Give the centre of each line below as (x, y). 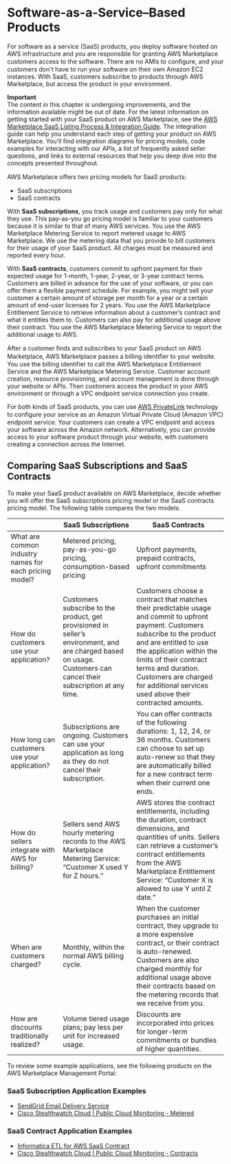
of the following (162, 723)
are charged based (93, 651)
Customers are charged (175, 676)
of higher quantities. (169, 1048)
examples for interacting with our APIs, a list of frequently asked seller (107, 148)
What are (25, 537)
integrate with (33, 850)
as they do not (86, 761)
